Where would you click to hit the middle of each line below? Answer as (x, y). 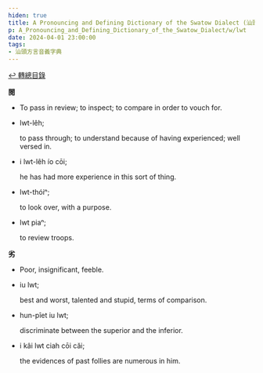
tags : (17, 45)
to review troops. (47, 238)
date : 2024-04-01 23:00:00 (52, 37)
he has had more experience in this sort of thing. (98, 177)
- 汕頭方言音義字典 (35, 52)
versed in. (36, 146)
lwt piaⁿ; (33, 222)
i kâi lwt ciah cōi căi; (52, 346)
